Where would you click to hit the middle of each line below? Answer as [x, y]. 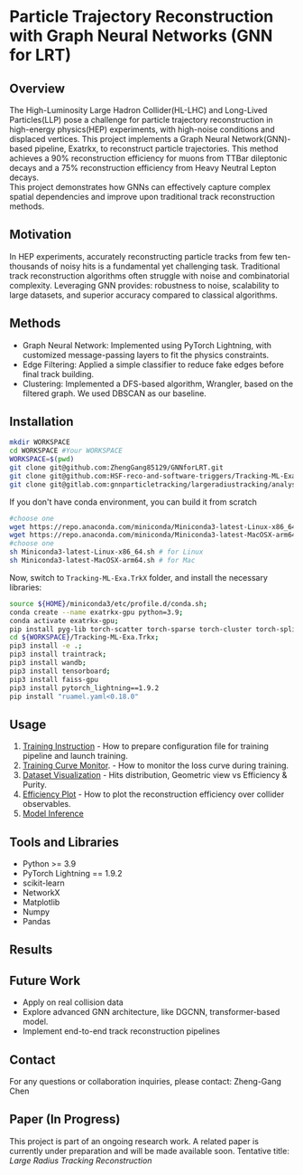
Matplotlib [41, 903]
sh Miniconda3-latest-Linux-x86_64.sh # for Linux [106, 552]
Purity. [34, 785]
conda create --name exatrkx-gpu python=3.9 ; [96, 612]
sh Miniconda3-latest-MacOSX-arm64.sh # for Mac [102, 561]
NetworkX [41, 893]
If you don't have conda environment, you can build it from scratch [133, 502]
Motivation [41, 235]
